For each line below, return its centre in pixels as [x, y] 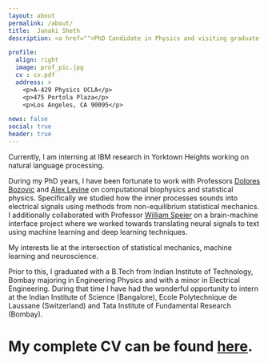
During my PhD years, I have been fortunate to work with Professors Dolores [134, 180]
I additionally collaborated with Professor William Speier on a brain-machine [133, 215]
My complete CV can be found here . [131, 347]
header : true [30, 134]
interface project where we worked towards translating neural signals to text [134, 223]
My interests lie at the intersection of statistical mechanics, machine [120, 247]
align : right [37, 60]
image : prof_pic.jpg [50, 68]
